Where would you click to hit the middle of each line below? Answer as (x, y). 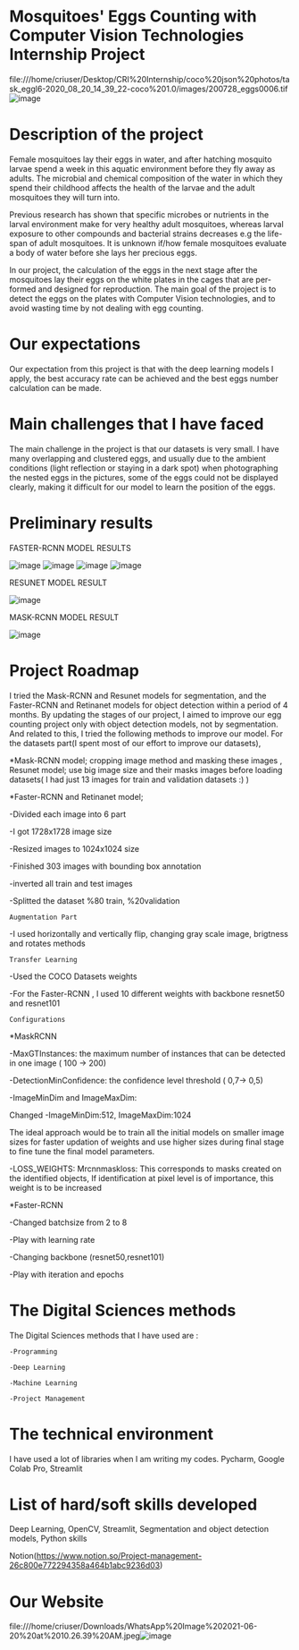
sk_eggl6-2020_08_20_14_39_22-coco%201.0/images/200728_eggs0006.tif (149, 89)
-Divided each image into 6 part (68, 814)
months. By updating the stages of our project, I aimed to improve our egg (145, 714)
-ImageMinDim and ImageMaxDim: (73, 1097)
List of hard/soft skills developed (133, 1504)
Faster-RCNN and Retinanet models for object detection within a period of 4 (149, 705)
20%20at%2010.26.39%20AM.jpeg (75, 1636)
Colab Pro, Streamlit (46, 1468)
